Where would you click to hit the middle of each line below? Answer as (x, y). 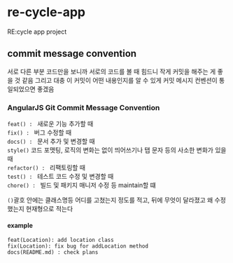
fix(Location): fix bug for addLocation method (78, 246)
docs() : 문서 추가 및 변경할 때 (51, 142)
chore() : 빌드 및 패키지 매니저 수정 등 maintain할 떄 (82, 185)
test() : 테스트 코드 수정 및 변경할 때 (61, 177)
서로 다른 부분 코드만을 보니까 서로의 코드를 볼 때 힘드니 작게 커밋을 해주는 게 (112, 72)
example (20, 225)
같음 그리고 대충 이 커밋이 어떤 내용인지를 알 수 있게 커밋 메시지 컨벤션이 (120, 80)
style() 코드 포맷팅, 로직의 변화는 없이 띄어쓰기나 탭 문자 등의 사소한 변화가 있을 (117, 150)
